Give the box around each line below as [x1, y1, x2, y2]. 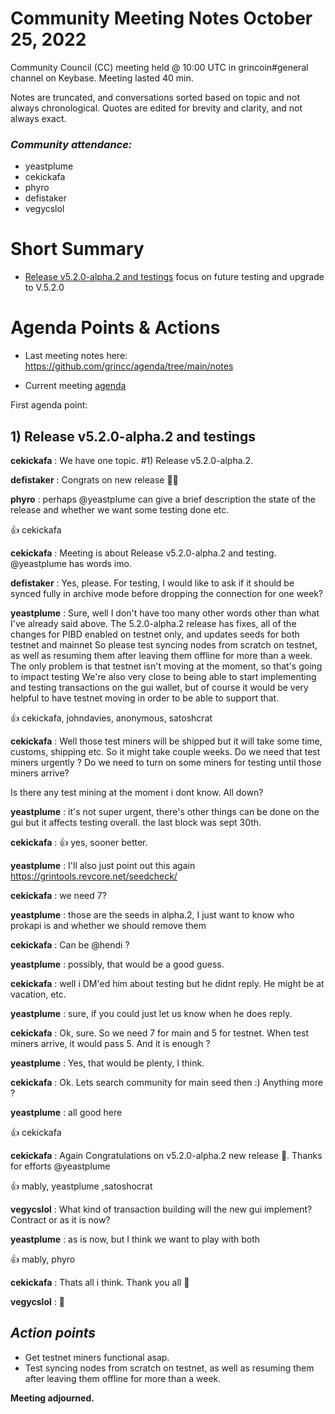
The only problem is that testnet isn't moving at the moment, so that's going [10, 660, 323, 672]
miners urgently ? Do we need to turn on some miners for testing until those [10, 756, 322, 768]
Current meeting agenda [24, 380, 127, 392]
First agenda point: [10, 399, 88, 411]
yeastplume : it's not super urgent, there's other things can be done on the [10, 805, 320, 817]
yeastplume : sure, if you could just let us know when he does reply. [10, 1007, 293, 1019]
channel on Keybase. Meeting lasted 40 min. [10, 72, 194, 84]
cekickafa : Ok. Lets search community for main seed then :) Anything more [10, 1076, 324, 1088]
